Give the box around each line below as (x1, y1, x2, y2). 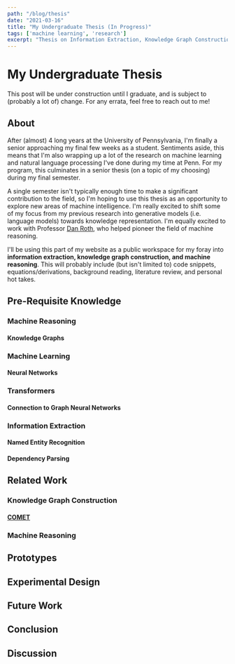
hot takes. (7, 275, 36, 283)
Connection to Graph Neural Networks (7, 403, 121, 412)
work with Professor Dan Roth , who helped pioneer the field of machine (7, 224, 213, 232)
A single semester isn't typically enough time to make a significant (7, 187, 198, 195)
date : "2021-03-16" (7, 17, 64, 24)
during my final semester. (7, 173, 80, 182)
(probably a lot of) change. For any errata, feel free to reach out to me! (7, 97, 211, 106)
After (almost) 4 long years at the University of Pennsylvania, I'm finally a (7, 136, 218, 144)
